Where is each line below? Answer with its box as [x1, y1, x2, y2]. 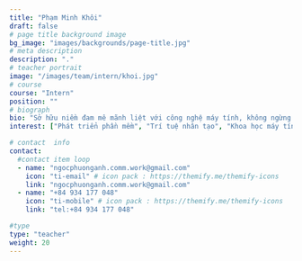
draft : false [9, 22, 58, 31]
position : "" [9, 96, 58, 106]
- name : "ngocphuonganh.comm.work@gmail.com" [17, 163, 191, 172]
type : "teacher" [9, 229, 70, 238]
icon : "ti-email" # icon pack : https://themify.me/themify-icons [25, 172, 280, 181]
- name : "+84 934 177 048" [17, 188, 119, 198]
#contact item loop [17, 155, 91, 164]
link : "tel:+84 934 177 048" [25, 205, 135, 214]
